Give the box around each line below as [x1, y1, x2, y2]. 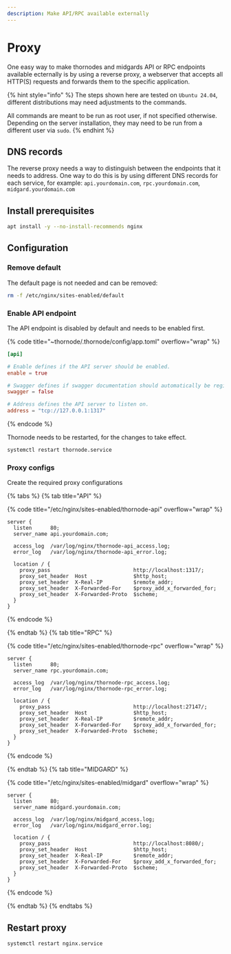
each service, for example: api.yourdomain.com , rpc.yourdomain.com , [7, 179, 201, 187]
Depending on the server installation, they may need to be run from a [7, 119, 203, 127]
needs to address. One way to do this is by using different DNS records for [7, 172, 219, 180]
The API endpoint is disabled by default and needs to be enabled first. [7, 324, 205, 332]
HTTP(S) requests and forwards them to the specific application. [7, 77, 190, 86]
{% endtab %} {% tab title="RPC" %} [7, 628, 113, 637]
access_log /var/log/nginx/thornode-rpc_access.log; [13, 679, 170, 686]
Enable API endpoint [7, 308, 77, 318]
